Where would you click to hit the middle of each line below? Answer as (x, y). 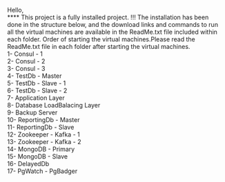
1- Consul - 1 (25, 54)
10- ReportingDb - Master (43, 120)
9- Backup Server (32, 112)
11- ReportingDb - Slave (41, 127)
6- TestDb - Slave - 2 (37, 90)
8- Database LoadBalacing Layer (54, 105)
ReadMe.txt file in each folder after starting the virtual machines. (99, 47)
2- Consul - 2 (26, 61)
